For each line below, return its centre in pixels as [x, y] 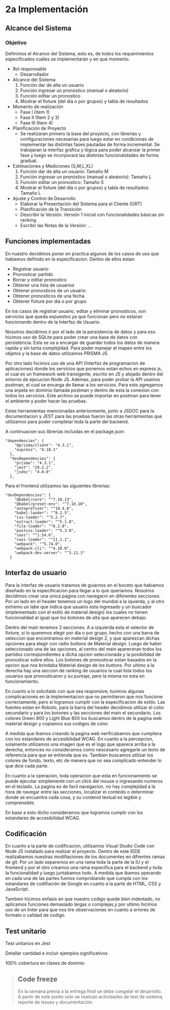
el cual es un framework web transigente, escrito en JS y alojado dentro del [84, 374]
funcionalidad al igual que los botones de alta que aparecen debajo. [76, 617]
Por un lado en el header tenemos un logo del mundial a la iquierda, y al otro [85, 601]
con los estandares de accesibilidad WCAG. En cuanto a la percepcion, [79, 739]
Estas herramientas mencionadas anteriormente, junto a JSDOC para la [80, 411]
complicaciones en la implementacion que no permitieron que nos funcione [84, 697]
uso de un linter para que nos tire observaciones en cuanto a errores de [80, 910]
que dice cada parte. [27, 766]
